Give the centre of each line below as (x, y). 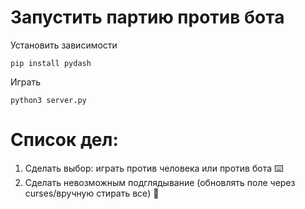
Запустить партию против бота (147, 17)
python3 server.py (48, 100)
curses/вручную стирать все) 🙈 (92, 193)
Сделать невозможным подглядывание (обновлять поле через (160, 182)
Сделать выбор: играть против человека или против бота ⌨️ (154, 168)
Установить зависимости (64, 45)
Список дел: (64, 140)
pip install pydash (51, 63)
